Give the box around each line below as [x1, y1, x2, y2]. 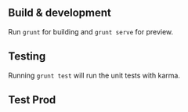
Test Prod [8, 93, 56, 107]
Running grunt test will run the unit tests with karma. [8, 70, 180, 80]
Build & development [8, 6, 111, 20]
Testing [8, 50, 46, 63]
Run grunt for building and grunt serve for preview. [8, 27, 174, 36]
